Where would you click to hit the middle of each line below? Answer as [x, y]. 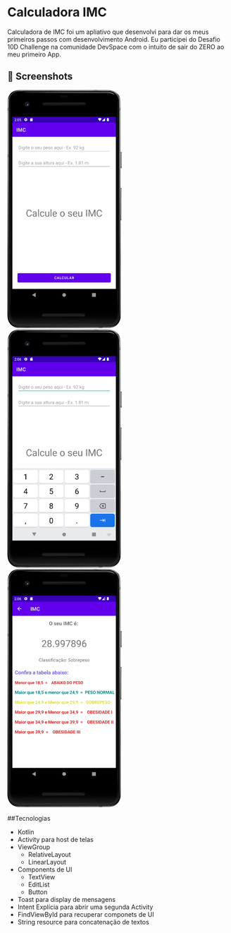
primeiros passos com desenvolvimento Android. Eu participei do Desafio [114, 39]
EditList [39, 884]
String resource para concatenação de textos [83, 922]
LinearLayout [47, 862]
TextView [42, 877]
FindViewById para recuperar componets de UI [86, 914]
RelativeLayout [49, 854]
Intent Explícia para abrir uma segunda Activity [85, 907]
